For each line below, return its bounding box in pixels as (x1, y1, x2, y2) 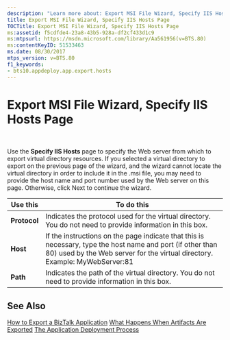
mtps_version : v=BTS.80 (7, 55, 75, 62)
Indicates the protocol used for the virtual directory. (45, 212, 211, 221)
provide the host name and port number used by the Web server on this (7, 176, 209, 185)
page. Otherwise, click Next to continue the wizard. (7, 184, 152, 192)
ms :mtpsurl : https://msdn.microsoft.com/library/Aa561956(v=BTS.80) (7, 36, 207, 42)
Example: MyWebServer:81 (45, 257, 133, 267)
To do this (116, 200, 149, 210)
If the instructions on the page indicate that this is (45, 231, 204, 241)
